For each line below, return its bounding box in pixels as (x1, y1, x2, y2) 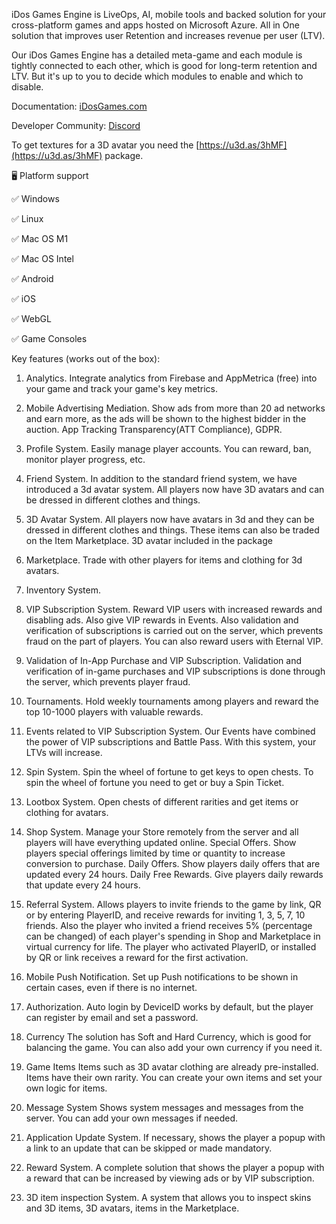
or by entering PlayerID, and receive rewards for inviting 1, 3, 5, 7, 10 (25, 909, 306, 921)
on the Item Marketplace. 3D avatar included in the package (25, 535, 273, 546)
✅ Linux (11, 213, 44, 224)
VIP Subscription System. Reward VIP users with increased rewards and (25, 604, 323, 615)
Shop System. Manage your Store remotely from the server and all (25, 826, 299, 838)
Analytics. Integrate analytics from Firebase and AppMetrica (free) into (25, 372, 318, 384)
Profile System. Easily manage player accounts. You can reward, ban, (25, 443, 312, 454)
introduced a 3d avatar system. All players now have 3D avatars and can (25, 484, 325, 495)
